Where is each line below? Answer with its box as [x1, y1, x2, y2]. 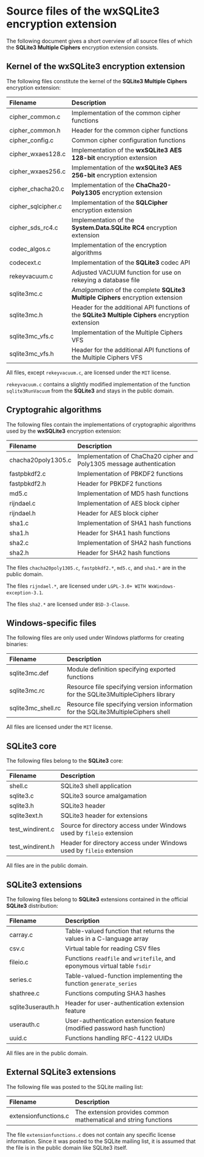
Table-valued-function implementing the [64, 972, 183, 980]
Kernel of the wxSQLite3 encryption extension [6, 61, 185, 72]
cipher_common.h [9, 126, 61, 134]
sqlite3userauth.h [9, 1003, 59, 1011]
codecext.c [9, 258, 41, 267]
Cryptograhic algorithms [6, 405, 102, 415]
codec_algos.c [9, 244, 51, 253]
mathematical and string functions [75, 1115, 173, 1124]
